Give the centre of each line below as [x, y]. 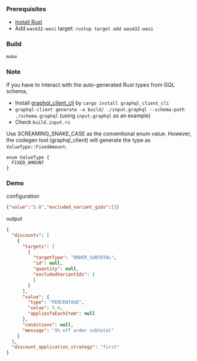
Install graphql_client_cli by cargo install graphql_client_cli [92, 103]
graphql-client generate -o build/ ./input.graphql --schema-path [100, 110]
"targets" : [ [38, 246]
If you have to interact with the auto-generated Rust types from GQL [91, 85]
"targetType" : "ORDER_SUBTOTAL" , [75, 258]
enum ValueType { [28, 157]
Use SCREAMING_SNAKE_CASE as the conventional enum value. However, [99, 134]
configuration [23, 196]
